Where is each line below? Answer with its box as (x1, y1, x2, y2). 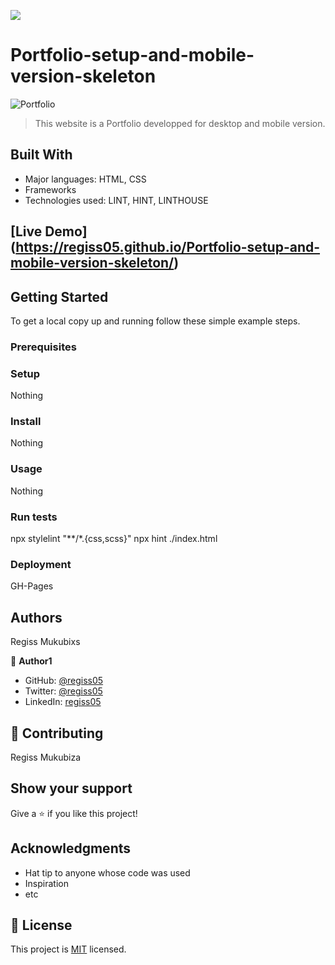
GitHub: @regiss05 (24, 675, 104, 687)
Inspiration (24, 877, 69, 889)
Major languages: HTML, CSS (24, 173, 147, 185)
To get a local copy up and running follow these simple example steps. (10, 315, 301, 327)
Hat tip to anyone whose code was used (24, 866, 191, 879)
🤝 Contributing (10, 725, 104, 742)
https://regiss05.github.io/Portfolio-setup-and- (15, 239, 321, 256)
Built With (10, 146, 73, 164)
